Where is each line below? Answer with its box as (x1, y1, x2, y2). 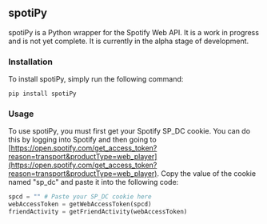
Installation (8, 56, 54, 67)
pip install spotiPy (8, 90, 78, 98)
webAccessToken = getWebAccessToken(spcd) (8, 200, 152, 209)
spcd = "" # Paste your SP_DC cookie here (8, 193, 152, 201)
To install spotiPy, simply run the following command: (8, 74, 184, 84)
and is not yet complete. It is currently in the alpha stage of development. (8, 36, 249, 46)
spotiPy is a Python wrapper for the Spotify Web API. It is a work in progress (8, 27, 260, 37)
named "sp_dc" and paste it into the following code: (8, 178, 179, 187)
